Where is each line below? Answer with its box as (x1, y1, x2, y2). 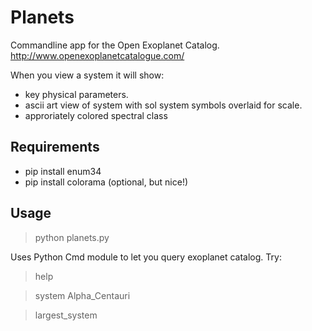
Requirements (10, 139, 100, 156)
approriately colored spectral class (24, 109, 168, 121)
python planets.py (34, 231, 110, 243)
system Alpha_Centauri (34, 289, 131, 301)
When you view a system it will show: (10, 69, 165, 81)
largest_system (34, 309, 98, 321)
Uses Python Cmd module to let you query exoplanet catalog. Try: (10, 251, 282, 263)
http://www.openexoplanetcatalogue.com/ (10, 49, 185, 61)
